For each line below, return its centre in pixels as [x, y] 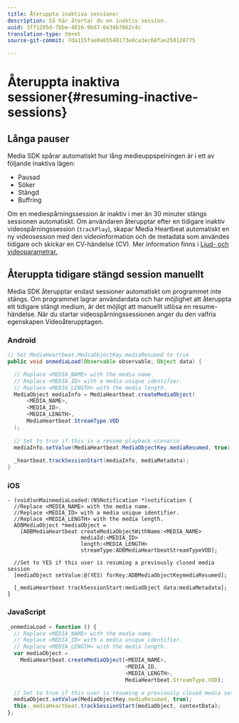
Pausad [29, 177]
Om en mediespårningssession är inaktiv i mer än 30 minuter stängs [107, 214]
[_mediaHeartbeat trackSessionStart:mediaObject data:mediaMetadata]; [121, 588]
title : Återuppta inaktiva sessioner [63, 14]
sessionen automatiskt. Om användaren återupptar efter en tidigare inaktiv [116, 221]
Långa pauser [38, 139]
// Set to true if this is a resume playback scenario [97, 441]
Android [22, 340]
